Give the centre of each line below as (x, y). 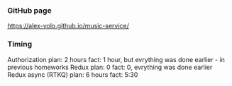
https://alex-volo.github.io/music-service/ (68, 26)
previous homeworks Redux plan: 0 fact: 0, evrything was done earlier (110, 67)
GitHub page (29, 11)
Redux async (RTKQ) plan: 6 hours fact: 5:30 (73, 74)
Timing (20, 44)
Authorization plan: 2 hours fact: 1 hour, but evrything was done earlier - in (116, 59)
